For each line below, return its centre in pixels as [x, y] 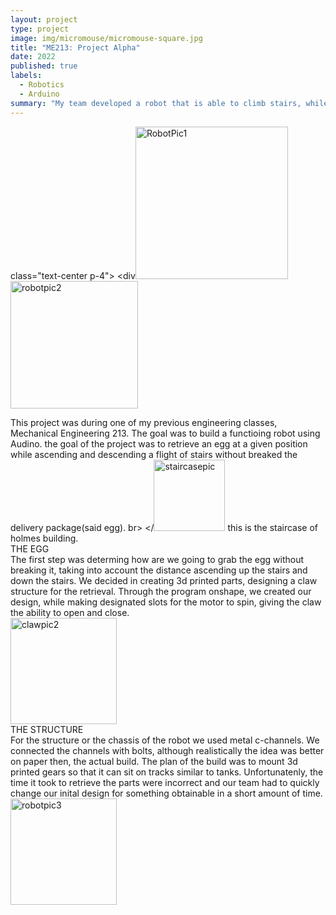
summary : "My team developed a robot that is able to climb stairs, [156, 103]
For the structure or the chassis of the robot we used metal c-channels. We [165, 740]
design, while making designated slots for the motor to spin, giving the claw [166, 602]
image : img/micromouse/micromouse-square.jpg [106, 38]
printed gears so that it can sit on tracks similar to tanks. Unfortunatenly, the [167, 772]
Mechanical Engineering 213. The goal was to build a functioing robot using [165, 433]
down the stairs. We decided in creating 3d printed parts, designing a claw [164, 580]
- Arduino [39, 94]
